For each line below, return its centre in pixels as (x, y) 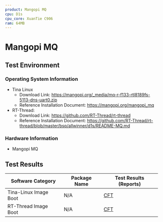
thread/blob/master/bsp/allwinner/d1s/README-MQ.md (74, 126)
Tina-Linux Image (28, 192)
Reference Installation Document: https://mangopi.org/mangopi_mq (87, 105)
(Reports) (130, 184)
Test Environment (32, 65)
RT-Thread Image (28, 206)
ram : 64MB (15, 23)
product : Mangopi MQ (26, 9)
